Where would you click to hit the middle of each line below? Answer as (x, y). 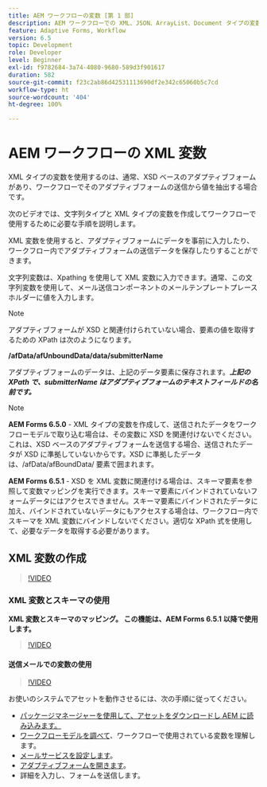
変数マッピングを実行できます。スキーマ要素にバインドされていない (140, 491)
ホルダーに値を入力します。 (53, 298)
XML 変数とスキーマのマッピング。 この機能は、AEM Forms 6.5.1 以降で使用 (133, 619)
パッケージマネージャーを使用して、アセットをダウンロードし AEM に (133, 716)
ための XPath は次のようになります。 (75, 340)
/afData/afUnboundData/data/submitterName (86, 356)
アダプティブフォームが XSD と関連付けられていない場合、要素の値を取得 (128, 330)
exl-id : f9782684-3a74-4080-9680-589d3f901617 (87, 68)
